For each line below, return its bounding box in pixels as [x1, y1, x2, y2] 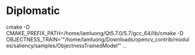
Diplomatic [6, 4, 60, 18]
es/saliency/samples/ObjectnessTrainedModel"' [6, 42, 122, 49]
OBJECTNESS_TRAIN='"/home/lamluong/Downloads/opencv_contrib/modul [6, 36, 190, 43]
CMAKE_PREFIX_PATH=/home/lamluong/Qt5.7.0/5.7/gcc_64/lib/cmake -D [6, 29, 184, 36]
